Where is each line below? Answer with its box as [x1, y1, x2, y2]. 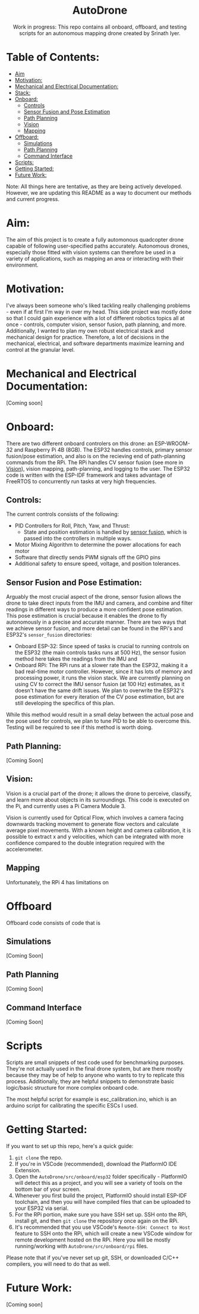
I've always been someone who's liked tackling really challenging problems [6, 302, 191, 309]
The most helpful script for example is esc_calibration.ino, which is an [6, 1096, 177, 1103]
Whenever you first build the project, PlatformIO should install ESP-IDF [14, 1191, 187, 1199]
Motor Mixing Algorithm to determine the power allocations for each [14, 541, 181, 548]
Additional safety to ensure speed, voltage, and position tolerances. [14, 560, 181, 567]
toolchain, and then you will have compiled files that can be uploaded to [14, 1198, 191, 1205]
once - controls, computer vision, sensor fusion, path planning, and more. [6, 321, 187, 328]
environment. [6, 261, 39, 268]
